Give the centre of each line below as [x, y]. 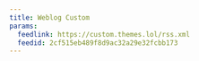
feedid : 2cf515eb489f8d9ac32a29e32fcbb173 [98, 43]
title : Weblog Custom [50, 17]
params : [24, 26]
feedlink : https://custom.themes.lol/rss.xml [104, 34]
